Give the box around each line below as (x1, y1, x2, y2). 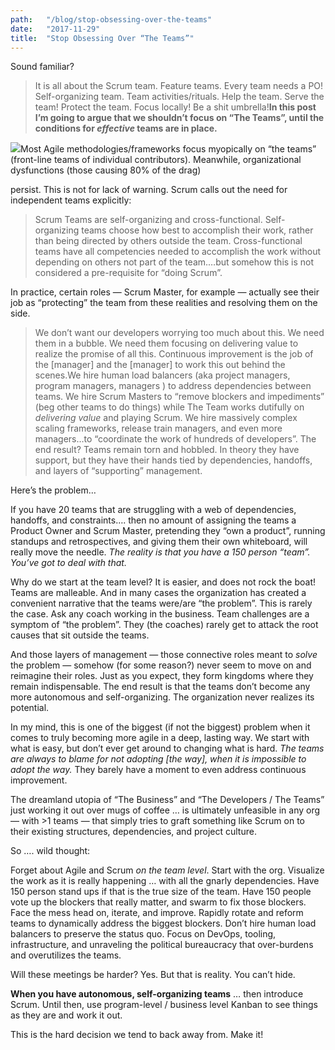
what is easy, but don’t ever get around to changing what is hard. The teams (10, 742, 325, 755)
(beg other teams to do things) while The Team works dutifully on (34, 401, 305, 413)
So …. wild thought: (10, 845, 91, 857)
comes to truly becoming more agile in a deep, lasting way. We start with (10, 732, 310, 744)
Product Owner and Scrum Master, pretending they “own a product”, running (10, 525, 326, 537)
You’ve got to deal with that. (10, 557, 127, 569)
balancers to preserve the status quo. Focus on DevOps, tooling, (10, 928, 277, 940)
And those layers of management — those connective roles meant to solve (10, 649, 318, 661)
